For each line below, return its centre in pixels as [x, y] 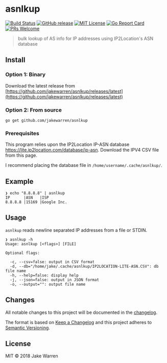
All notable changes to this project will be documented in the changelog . [81, 312]
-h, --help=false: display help [44, 275]
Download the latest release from [40, 86]
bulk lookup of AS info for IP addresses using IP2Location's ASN [86, 38]
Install [15, 60]
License [18, 344]
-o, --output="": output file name [48, 284]
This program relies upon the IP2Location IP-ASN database [67, 144]
